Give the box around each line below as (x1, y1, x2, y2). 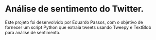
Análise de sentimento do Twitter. (5, 3, 144, 14)
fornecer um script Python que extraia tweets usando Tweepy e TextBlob (5, 24, 152, 30)
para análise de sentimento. (5, 29, 61, 35)
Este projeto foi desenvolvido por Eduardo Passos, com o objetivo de (5, 19, 143, 25)
